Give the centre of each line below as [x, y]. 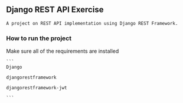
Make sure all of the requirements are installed [63, 51]
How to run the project [39, 38]
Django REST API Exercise [55, 10]
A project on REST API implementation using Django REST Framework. [92, 23]
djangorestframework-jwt [37, 88]
